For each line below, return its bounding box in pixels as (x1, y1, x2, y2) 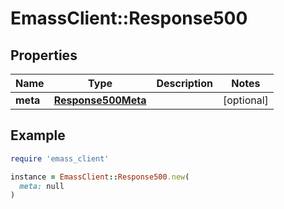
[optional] (222, 93, 269, 107)
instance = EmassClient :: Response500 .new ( (10, 172, 190, 182)
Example (10, 127, 66, 144)
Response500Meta (53, 93, 147, 107)
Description (156, 77, 213, 90)
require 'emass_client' (10, 153, 110, 164)
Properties (10, 47, 78, 64)
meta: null (19, 181, 65, 191)
